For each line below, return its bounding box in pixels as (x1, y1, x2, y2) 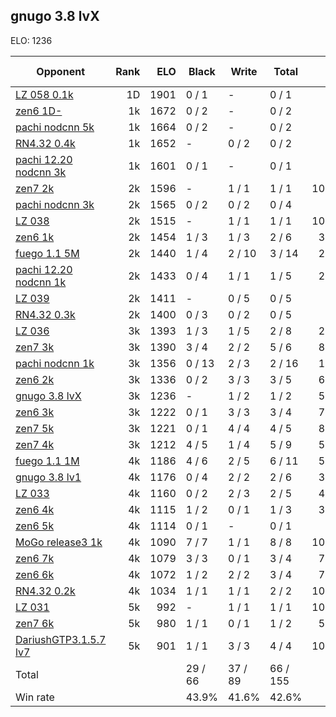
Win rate (15, 690, 55, 704)
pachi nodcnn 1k (15, 356, 95, 370)
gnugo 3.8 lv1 (15, 470, 82, 484)
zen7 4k (15, 437, 55, 451)
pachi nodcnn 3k (15, 197, 95, 211)
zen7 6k (15, 616, 55, 630)
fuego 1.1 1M (15, 454, 80, 468)
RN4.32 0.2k (15, 584, 76, 598)
